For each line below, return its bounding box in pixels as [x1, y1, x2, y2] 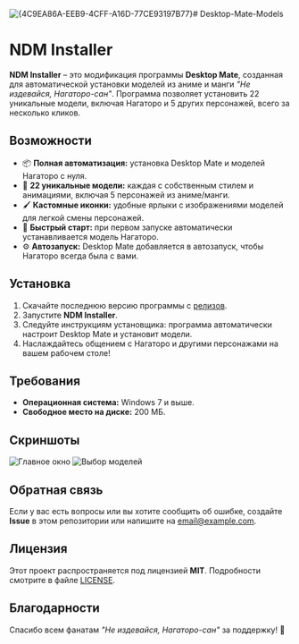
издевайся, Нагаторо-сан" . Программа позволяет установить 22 [9, 88, 260, 98]
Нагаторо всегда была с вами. [21, 250, 139, 261]
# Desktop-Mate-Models [193, 9, 284, 19]
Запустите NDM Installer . [21, 309, 118, 320]
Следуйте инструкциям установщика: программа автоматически [21, 318, 272, 330]
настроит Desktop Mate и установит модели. [21, 328, 193, 339]
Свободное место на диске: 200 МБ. [21, 407, 166, 418]
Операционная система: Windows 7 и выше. [21, 397, 195, 408]
